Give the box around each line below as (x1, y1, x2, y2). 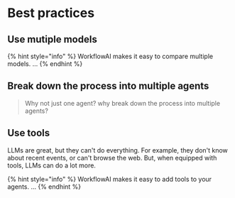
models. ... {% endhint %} (7, 60, 83, 68)
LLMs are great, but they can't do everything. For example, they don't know (7, 145, 229, 154)
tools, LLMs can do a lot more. (7, 161, 96, 170)
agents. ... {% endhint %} (7, 182, 82, 191)
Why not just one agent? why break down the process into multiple (24, 99, 221, 107)
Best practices (7, 5, 94, 21)
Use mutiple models (7, 33, 97, 45)
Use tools (7, 127, 50, 139)
